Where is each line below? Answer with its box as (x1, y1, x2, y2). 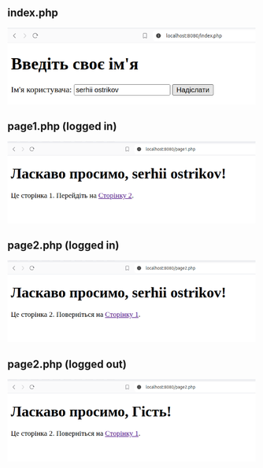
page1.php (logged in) (7, 120, 117, 133)
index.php (7, 6, 58, 20)
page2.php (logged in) (7, 239, 120, 252)
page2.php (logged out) (7, 358, 127, 371)
